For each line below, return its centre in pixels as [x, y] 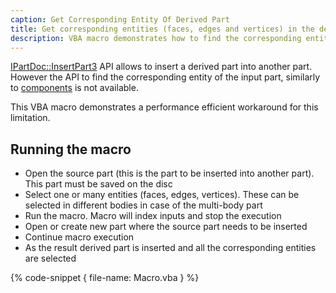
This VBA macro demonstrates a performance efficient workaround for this [164, 107]
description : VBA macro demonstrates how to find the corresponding [156, 38]
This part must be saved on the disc [98, 184]
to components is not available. [74, 88]
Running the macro [71, 149]
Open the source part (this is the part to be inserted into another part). [169, 173]
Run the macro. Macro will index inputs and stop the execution [153, 216]
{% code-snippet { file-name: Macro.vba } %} [105, 278]
